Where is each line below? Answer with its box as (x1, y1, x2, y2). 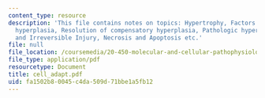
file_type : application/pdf (8, 56, 101, 64)
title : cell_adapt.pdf (8, 70, 83, 78)
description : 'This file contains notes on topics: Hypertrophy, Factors (8, 19, 256, 27)
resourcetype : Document (8, 63, 87, 71)
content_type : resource (8, 11, 87, 20)
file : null (8, 41, 44, 49)
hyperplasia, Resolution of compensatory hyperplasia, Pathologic (15, 26, 238, 34)
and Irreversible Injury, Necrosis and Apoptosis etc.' (15, 33, 203, 42)
